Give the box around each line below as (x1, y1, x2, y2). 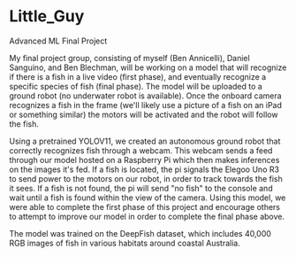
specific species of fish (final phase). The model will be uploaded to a (9, 81, 262, 91)
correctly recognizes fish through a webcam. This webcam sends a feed (9, 144, 273, 156)
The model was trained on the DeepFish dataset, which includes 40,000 (9, 228, 272, 238)
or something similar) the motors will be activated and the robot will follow (9, 109, 278, 120)
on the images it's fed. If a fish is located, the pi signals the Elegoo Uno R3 (9, 164, 280, 175)
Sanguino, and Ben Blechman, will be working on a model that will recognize (9, 62, 287, 73)
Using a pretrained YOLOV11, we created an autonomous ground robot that (9, 136, 281, 146)
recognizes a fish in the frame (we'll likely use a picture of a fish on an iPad (9, 99, 283, 110)
